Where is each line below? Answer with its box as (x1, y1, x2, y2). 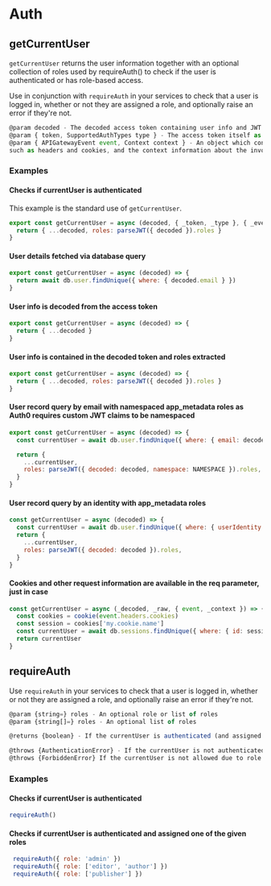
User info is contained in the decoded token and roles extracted (9, 351, 226, 361)
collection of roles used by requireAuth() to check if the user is (9, 67, 216, 77)
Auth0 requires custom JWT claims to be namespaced (9, 410, 195, 420)
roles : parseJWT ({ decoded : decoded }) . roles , (23, 546, 183, 554)
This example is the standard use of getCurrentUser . (9, 203, 183, 213)
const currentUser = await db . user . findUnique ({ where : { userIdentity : (16, 523, 265, 532)
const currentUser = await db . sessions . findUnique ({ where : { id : (16, 627, 244, 635)
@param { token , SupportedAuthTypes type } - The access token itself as (9, 131, 262, 139)
